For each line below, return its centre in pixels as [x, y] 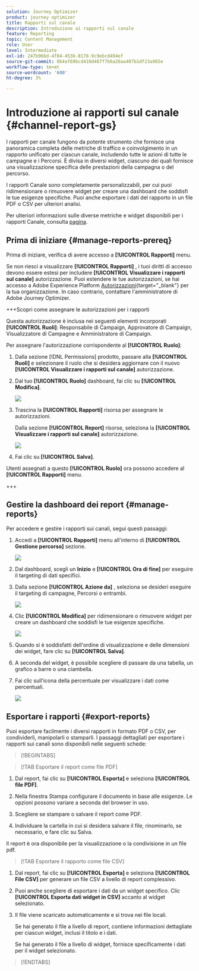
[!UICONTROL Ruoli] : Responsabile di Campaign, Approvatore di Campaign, [99, 327]
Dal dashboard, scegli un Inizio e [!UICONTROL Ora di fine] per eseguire [104, 569]
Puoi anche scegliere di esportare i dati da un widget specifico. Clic [97, 891]
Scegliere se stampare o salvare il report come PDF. [78, 814]
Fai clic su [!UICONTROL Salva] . [54, 456]
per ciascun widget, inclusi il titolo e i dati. [66, 932]
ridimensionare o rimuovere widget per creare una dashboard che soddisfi [97, 192]
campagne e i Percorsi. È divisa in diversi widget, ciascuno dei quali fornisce [100, 161]
